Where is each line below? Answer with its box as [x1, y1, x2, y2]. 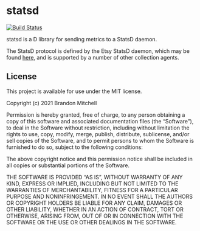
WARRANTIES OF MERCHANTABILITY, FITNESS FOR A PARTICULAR [6, 186, 178, 193]
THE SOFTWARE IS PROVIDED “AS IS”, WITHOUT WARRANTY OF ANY [6, 173, 183, 181]
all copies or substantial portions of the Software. [6, 162, 129, 169]
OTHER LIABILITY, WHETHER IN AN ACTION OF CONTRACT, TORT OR [6, 205, 184, 213]
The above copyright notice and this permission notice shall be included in [6, 155, 193, 162]
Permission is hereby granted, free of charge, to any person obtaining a [6, 111, 185, 119]
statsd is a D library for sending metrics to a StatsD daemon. [6, 35, 157, 43]
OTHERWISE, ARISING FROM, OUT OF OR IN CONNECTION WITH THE [6, 212, 184, 219]
